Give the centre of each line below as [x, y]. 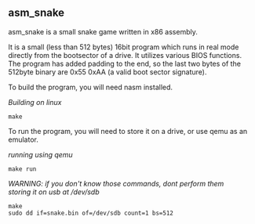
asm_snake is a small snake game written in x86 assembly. [103, 31]
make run [22, 169]
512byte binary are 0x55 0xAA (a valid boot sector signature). [107, 72]
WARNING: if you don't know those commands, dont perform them [116, 183]
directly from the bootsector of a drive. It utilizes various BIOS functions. [125, 55]
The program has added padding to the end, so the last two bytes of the [125, 63]
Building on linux [35, 102]
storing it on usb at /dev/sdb [54, 192]
